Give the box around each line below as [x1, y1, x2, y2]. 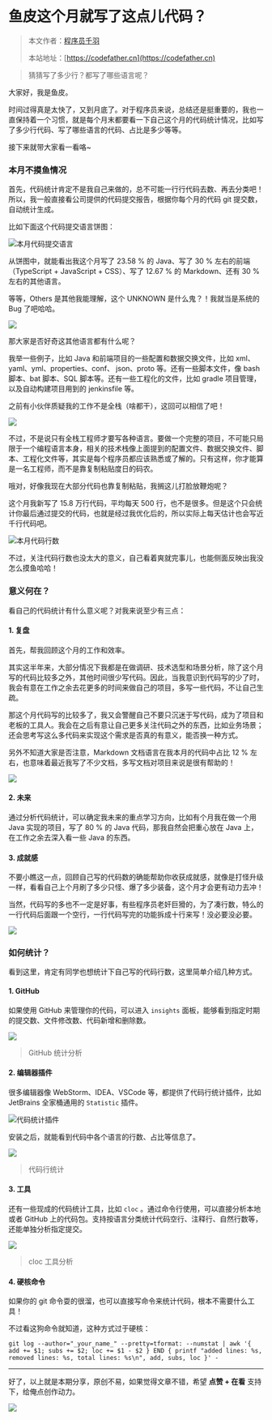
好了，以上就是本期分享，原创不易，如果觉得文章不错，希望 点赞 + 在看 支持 [8, 1377, 262, 1387]
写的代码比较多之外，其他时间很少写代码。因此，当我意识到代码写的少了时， [8, 672, 264, 682]
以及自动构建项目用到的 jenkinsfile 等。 [8, 384, 139, 394]
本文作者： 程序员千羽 [28, 36, 100, 45]
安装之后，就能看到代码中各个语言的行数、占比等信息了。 [8, 1131, 200, 1141]
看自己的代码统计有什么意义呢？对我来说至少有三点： [8, 605, 186, 615]
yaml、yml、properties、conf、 [8, 364, 115, 374]
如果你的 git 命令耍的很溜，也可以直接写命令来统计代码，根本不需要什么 [8, 1296, 249, 1306]
